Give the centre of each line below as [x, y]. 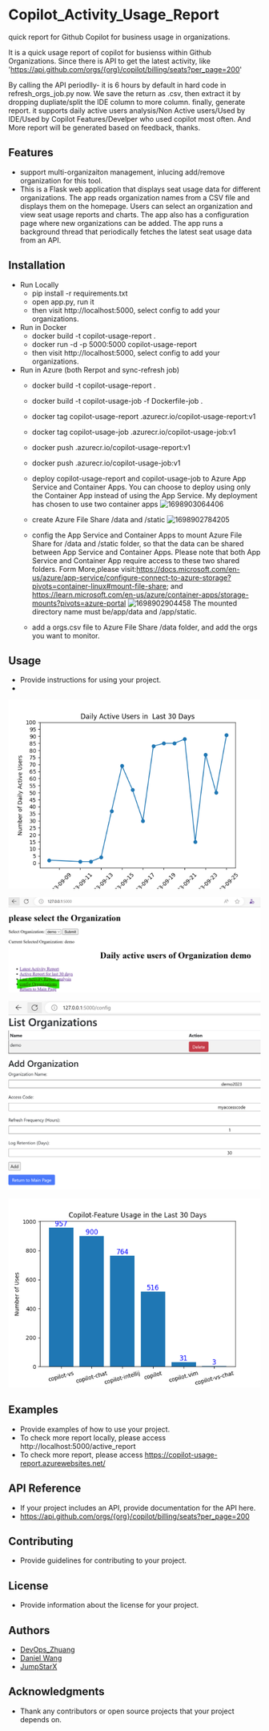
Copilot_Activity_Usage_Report [114, 15]
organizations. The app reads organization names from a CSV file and [135, 197]
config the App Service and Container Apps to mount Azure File [137, 535]
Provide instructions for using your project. [90, 680]
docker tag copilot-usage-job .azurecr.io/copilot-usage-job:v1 [134, 432]
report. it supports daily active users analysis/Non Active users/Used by [127, 111]
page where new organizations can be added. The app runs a [121, 223]
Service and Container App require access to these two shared [136, 560]
